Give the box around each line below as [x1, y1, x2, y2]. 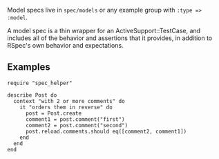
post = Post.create [25, 110, 82, 117]
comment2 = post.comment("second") [25, 122, 128, 129]
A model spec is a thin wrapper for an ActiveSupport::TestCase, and [7, 27, 201, 35]
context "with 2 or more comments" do [13, 97, 126, 104]
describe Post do [7, 91, 57, 99]
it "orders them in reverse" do [19, 104, 113, 111]
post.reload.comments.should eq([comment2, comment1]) [25, 128, 187, 135]
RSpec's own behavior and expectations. [7, 41, 124, 49]
